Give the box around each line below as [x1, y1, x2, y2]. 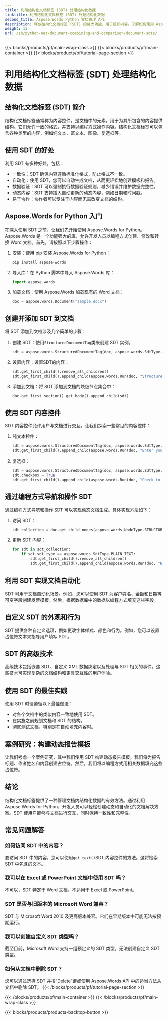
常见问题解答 [5, 826, 45, 834]
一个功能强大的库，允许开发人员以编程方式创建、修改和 [40, 233, 155, 239]
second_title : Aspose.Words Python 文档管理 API [5, 17, 105, 22]
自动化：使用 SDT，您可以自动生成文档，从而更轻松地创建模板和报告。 [12, 177, 158, 183]
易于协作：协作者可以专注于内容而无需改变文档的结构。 [12, 196, 126, 202]
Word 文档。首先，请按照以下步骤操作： [10, 239, 93, 245]
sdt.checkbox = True [12, 473, 55, 478]
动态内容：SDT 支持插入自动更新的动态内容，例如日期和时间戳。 [12, 189, 145, 196]
